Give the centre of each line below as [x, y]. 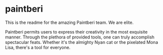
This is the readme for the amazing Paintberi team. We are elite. [69, 22]
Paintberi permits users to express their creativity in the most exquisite [76, 32]
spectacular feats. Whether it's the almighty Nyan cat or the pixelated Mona [82, 42]
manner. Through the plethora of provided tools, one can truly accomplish [80, 37]
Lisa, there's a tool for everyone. [38, 47]
